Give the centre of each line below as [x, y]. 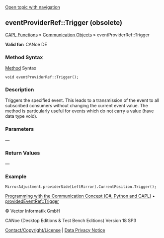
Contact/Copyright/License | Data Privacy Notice [55, 230]
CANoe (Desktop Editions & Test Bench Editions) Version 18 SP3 [71, 221]
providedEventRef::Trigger [32, 201]
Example [16, 176]
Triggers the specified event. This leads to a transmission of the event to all [82, 100]
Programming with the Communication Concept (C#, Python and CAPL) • [80, 196]
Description [20, 90]
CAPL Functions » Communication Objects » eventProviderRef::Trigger [78, 35]
